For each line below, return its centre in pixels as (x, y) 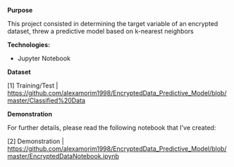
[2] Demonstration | (36, 141)
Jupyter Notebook (44, 58)
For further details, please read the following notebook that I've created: (112, 128)
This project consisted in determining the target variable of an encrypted (113, 24)
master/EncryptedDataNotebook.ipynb (63, 156)
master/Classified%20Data (47, 100)
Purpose (20, 10)
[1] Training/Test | (33, 86)
